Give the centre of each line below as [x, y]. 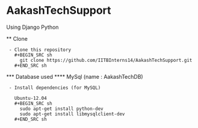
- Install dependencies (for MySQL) [55, 88]
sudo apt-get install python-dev [61, 109]
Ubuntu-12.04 [30, 98]
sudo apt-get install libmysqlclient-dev [72, 114]
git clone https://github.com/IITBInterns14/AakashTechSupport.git [106, 60]
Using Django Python [32, 27]
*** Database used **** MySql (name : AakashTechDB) [75, 76]
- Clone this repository [40, 50]
